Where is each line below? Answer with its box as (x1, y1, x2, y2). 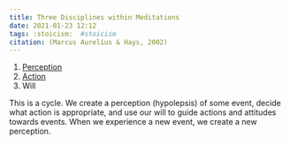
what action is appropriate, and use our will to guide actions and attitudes (9, 107, 277, 118)
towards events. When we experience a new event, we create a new (9, 117, 258, 127)
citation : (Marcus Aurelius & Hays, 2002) (9, 37, 168, 47)
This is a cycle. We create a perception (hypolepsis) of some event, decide (9, 98, 281, 109)
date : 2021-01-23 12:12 (9, 21, 97, 30)
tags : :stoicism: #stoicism (9, 29, 117, 38)
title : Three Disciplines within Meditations (9, 12, 179, 22)
